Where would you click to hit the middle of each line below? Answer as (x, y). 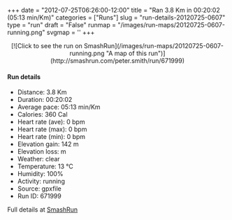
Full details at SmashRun (43, 210)
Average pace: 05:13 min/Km (59, 107)
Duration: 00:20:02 (45, 100)
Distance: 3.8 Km (42, 92)
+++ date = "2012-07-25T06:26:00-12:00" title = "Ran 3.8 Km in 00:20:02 (114, 10)
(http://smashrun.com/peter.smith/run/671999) (117, 61)
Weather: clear (39, 159)
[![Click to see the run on (46, 46)
